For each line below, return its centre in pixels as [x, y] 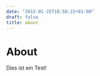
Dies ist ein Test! [26, 68]
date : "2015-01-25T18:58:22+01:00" [50, 11]
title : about [22, 22]
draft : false [22, 17]
